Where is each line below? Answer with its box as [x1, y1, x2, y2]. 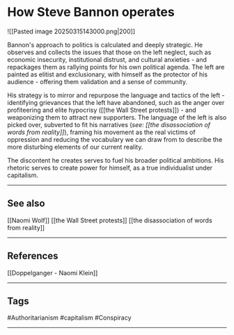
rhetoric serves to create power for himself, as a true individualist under [7, 163, 213, 172]
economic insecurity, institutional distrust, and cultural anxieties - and [7, 55, 208, 63]
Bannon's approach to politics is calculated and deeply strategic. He [7, 40, 203, 49]
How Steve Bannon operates [7, 4, 175, 20]
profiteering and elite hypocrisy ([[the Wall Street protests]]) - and [7, 106, 196, 114]
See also [7, 197, 45, 209]
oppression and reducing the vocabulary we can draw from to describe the [7, 135, 223, 143]
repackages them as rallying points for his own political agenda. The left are [7, 63, 225, 71]
